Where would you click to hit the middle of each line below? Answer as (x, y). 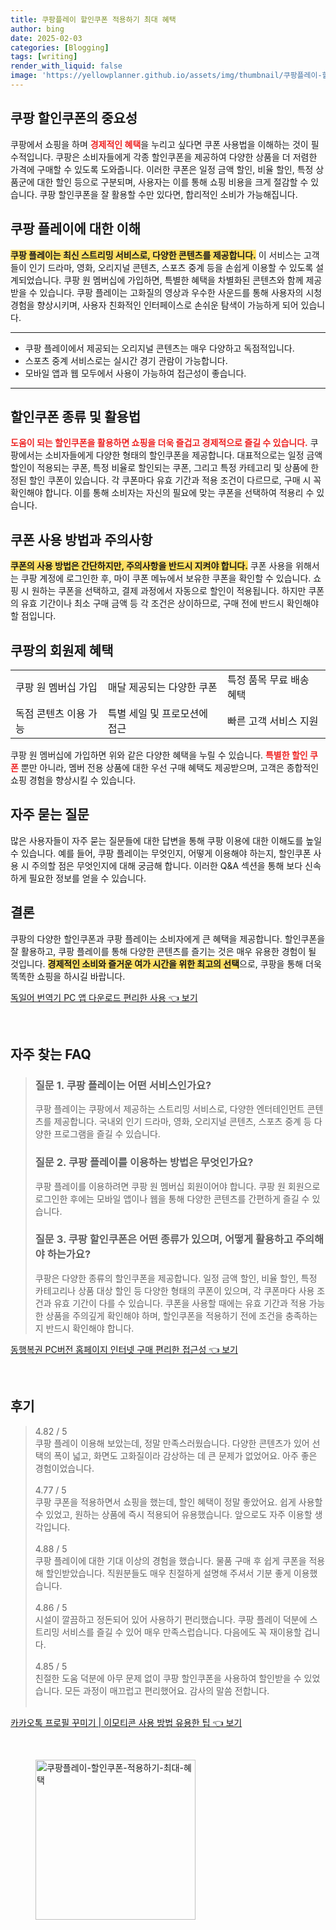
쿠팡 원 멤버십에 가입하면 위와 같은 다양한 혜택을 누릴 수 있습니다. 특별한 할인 (159, 755)
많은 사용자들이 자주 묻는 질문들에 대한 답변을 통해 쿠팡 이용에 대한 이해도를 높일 (166, 840)
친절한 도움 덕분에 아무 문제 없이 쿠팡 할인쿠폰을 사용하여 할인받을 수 (168, 1678)
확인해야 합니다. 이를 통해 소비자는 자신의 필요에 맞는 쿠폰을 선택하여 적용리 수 (162, 493)
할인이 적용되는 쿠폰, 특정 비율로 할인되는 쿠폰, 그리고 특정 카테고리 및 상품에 (159, 468)
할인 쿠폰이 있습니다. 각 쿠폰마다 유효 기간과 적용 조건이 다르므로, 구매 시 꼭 (175, 480)
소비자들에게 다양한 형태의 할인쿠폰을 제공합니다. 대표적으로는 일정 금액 (183, 455)
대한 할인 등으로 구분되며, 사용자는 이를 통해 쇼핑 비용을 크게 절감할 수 (172, 182)
